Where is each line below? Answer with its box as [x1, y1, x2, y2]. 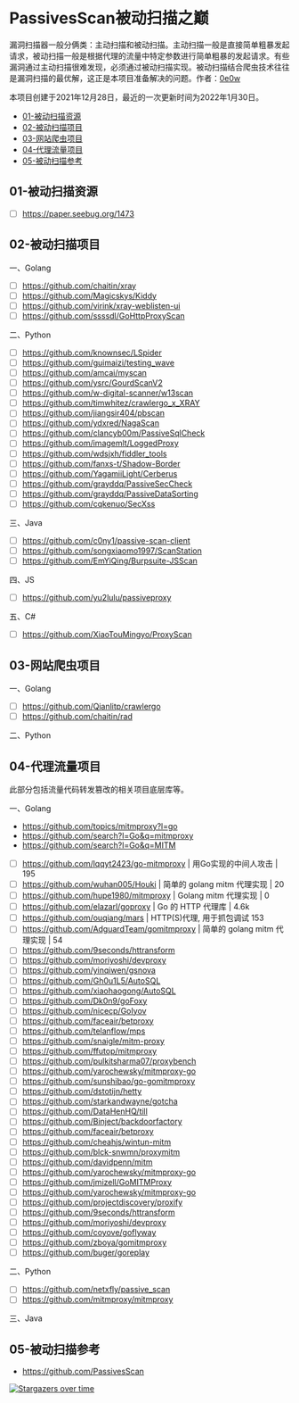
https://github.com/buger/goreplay [21, 1247, 149, 1258]
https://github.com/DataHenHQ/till [21, 1106, 149, 1117]
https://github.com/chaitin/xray [21, 280, 136, 291]
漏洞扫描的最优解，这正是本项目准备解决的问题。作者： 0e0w [16, 72, 241, 83]
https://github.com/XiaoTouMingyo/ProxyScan [21, 629, 193, 640]
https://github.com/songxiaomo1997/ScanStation [21, 545, 202, 556]
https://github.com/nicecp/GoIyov [21, 1005, 147, 1016]
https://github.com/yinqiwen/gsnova [21, 965, 156, 975]
